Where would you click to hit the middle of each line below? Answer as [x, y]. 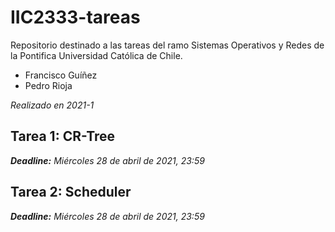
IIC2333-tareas [75, 17]
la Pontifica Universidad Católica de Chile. [96, 55]
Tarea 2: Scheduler [71, 192]
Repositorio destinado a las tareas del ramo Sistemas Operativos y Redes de [167, 45]
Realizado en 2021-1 [52, 105]
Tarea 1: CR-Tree [63, 136]
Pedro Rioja [48, 85]
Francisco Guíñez [61, 75]
